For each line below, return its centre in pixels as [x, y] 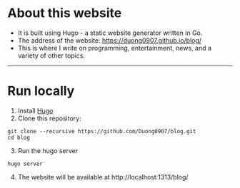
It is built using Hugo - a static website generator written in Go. [110, 33]
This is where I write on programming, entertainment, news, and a [115, 48]
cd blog [19, 137]
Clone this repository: [49, 118]
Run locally [41, 91]
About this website [65, 13]
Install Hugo [35, 110]
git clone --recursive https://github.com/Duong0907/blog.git [102, 131]
